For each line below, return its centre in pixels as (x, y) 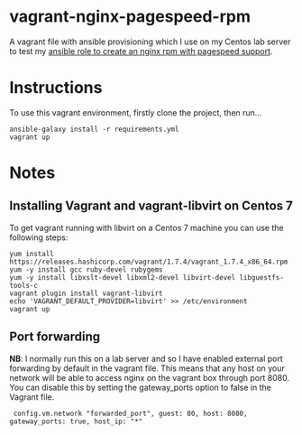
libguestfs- (261, 277)
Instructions (56, 88)
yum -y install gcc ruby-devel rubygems (87, 269)
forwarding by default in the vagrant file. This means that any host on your (147, 368)
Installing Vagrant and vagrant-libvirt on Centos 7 (151, 206)
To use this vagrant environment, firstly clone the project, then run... (136, 112)
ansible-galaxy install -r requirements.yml (94, 129)
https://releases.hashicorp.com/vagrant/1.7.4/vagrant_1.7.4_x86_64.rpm (149, 262)
